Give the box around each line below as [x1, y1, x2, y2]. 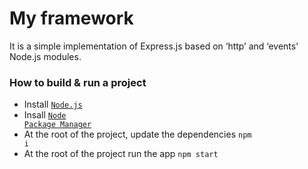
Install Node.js [23, 98, 83, 111]
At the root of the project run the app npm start [23, 148, 219, 160]
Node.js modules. [9, 50, 82, 62]
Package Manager [23, 120, 92, 130]
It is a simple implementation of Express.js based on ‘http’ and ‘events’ [9, 40, 299, 52]
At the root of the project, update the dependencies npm [23, 128, 252, 141]
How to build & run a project [9, 75, 147, 89]
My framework [9, 7, 134, 30]
